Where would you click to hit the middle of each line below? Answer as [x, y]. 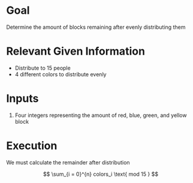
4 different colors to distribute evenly [61, 74]
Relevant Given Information [76, 51]
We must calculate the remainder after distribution [68, 162]
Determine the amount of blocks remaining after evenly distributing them [96, 27]
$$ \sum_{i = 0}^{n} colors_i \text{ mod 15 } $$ [101, 174]
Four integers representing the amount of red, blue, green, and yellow [101, 115]
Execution [32, 146]
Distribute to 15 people [43, 68]
